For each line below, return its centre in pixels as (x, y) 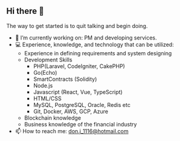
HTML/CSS (47, 98)
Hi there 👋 (25, 11)
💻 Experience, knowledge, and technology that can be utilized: (95, 44)
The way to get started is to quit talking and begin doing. (77, 26)
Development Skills (48, 60)
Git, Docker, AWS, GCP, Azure (71, 111)
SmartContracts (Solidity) (65, 79)
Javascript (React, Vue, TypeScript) (78, 92)
